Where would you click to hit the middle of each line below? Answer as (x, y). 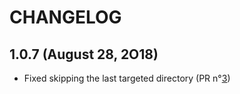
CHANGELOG (65, 17)
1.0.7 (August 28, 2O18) (84, 54)
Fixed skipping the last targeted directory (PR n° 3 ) (127, 78)
